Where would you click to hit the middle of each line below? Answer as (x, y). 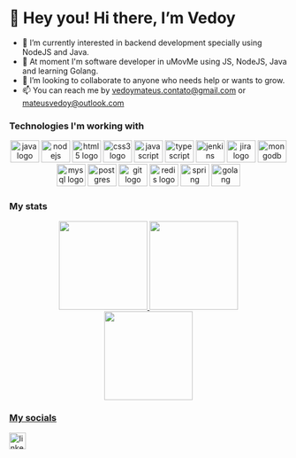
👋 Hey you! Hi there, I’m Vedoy (122, 18)
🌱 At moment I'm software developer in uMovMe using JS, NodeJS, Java (154, 61)
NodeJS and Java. (56, 51)
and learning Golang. (60, 71)
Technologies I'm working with (76, 126)
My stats (28, 206)
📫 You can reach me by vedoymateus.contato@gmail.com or (134, 90)
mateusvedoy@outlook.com (73, 103)
